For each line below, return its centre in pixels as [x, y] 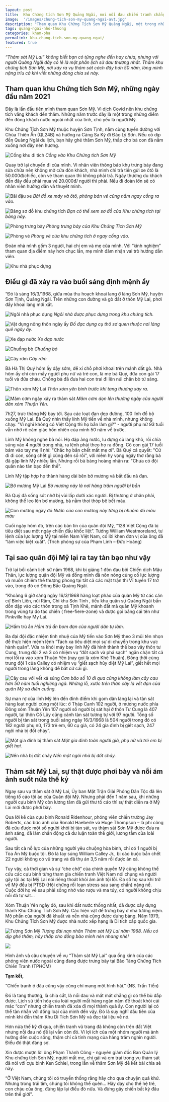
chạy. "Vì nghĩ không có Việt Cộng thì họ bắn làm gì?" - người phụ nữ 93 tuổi [84, 424]
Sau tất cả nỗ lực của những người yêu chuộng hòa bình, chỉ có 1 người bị [81, 848]
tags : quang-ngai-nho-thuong [36, 29]
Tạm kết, [15, 976]
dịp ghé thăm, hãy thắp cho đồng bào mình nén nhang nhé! [67, 936]
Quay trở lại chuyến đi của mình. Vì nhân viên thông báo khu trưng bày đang [84, 165]
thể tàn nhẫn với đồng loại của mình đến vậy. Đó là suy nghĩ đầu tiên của [80, 1011]
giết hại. [14, 746]
